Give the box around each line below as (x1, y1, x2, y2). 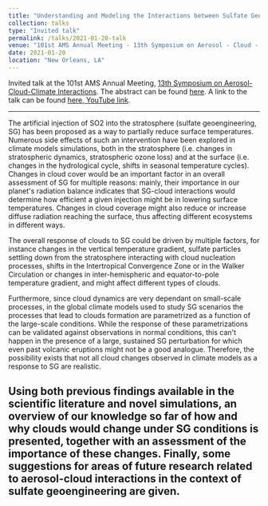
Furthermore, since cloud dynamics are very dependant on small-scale (8, 293, 242, 303)
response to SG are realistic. (8, 361, 101, 371)
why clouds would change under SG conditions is (8, 422, 259, 436)
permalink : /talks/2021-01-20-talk (8, 34, 127, 42)
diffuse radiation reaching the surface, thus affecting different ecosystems (8, 211, 253, 221)
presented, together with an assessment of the (8, 435, 246, 448)
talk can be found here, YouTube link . (8, 95, 131, 105)
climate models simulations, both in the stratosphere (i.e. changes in (8, 143, 233, 153)
